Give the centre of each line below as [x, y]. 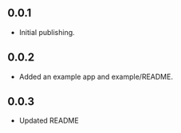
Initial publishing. [47, 32]
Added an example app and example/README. [96, 76]
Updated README [49, 121]
